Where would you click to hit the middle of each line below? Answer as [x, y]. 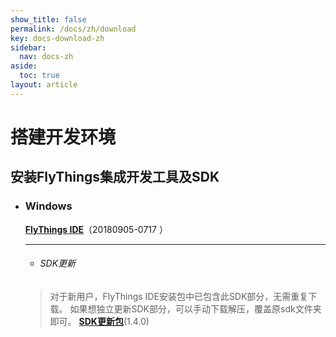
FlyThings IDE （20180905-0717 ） [96, 229]
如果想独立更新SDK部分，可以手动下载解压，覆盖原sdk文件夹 [195, 308]
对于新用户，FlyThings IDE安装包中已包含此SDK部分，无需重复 [179, 296]
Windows [48, 206]
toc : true [39, 76]
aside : [24, 66]
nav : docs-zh [46, 57]
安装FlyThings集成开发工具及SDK [115, 177]
